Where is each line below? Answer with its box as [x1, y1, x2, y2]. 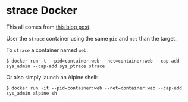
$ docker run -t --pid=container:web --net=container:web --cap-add [6, 58, 180, 64]
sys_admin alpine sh [6, 90, 58, 96]
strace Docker [6, 4, 77, 17]
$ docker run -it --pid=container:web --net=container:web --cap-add [6, 85, 183, 91]
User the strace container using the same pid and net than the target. [6, 35, 177, 42]
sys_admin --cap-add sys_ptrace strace [6, 63, 105, 69]
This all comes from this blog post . [6, 23, 91, 30]
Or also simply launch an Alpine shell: [6, 73, 98, 81]
